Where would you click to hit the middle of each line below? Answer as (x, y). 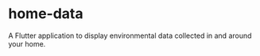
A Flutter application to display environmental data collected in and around (130, 35)
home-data (46, 14)
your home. (27, 43)
